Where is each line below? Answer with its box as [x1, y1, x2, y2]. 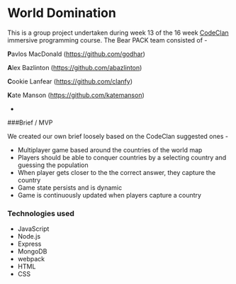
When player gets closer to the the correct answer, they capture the [17, 168, 216, 176]
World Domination [7, 5, 117, 21]
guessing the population [17, 161, 89, 169]
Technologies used [7, 208, 74, 218]
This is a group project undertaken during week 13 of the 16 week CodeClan [7, 28, 229, 37]
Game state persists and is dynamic [17, 183, 123, 192]
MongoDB [17, 247, 47, 256]
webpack [17, 255, 45, 263]
